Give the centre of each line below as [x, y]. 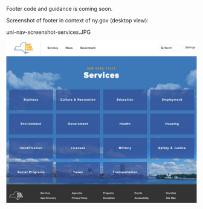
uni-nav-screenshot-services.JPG [49, 32]
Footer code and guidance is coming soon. [60, 9]
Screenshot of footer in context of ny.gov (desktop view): [78, 20]
